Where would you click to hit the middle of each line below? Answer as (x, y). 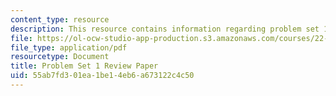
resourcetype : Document (60, 57)
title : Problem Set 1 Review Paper (84, 66)
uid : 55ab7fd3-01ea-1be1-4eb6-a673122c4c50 (102, 76)
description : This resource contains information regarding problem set (165, 29)
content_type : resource (60, 19)
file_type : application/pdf (69, 47)
